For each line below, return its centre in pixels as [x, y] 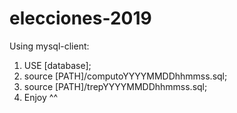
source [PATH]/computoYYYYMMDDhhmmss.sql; [125, 76]
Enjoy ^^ [40, 97]
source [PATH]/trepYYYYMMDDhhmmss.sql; [115, 86]
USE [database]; [57, 65]
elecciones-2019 [80, 18]
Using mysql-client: [49, 46]
